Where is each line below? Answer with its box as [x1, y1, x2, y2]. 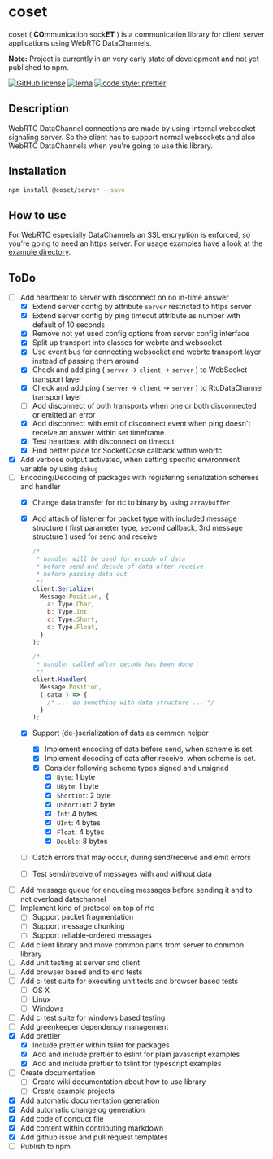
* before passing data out [36, 570, 128, 578]
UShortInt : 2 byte [56, 799, 115, 809]
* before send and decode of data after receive [36, 562, 205, 571]
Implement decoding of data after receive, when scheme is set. [44, 754, 257, 763]
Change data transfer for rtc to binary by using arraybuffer [32, 497, 231, 507]
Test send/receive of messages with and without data [32, 869, 213, 879]
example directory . [8, 247, 71, 257]
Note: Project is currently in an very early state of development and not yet [8, 54, 259, 63]
